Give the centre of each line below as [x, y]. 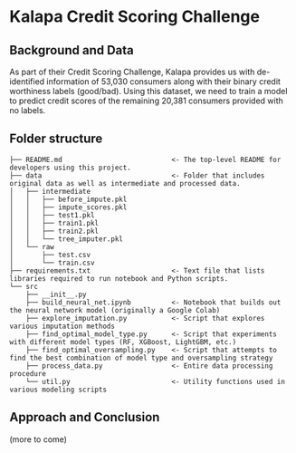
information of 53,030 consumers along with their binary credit [163, 82]
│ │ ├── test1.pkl [52, 215]
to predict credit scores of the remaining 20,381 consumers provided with [146, 101]
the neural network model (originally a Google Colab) [115, 310]
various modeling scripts [58, 390]
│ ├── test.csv [50, 255]
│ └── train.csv [52, 263]
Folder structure [56, 139]
